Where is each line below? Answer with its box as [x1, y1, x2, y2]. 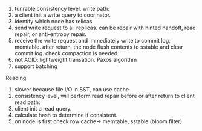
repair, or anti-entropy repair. [14, 31, 87, 38]
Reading [5, 75, 27, 81]
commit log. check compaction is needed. [14, 50, 119, 56]
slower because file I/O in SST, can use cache [14, 86, 129, 93]
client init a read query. [14, 105, 72, 112]
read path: [14, 99, 41, 106]
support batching [14, 62, 58, 70]
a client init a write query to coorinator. [14, 11, 111, 19]
